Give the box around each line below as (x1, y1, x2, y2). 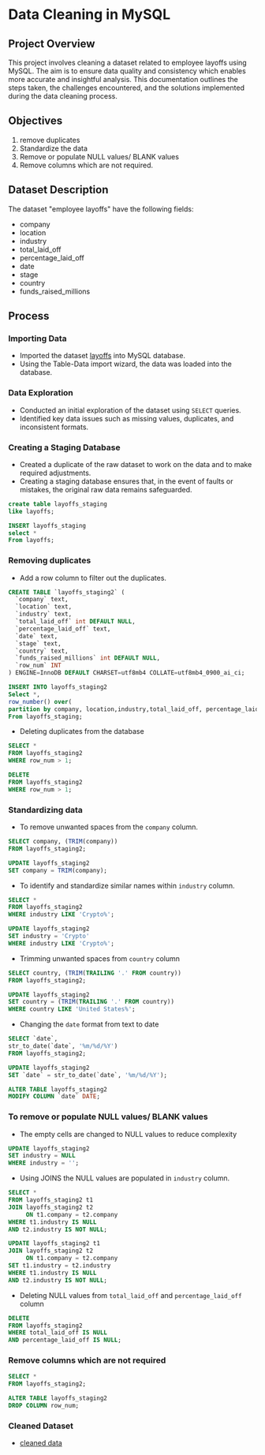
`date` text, (15, 632, 58, 640)
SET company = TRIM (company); (8, 866, 108, 874)
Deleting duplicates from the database (19, 727, 144, 736)
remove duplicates (19, 135, 80, 144)
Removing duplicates (8, 555, 91, 566)
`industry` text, (15, 610, 73, 619)
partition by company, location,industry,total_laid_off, (8, 705, 203, 713)
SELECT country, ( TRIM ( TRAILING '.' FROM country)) (8, 969, 181, 977)
